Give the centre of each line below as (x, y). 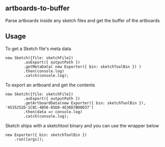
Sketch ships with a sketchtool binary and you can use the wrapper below (82, 125)
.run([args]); (29, 139)
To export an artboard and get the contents (50, 85)
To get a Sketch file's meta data (38, 48)
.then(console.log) (44, 71)
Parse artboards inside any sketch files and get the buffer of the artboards (83, 20)
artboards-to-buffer (37, 8)
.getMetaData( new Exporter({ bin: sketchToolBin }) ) (82, 67)
